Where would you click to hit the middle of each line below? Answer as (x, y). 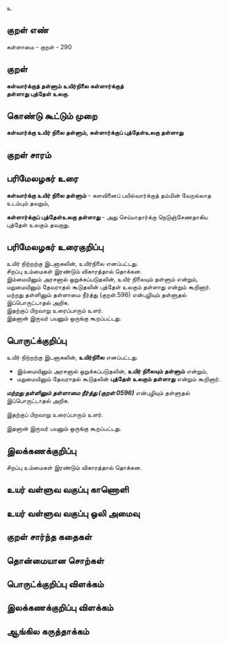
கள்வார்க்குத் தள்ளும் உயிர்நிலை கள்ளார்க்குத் (65, 86)
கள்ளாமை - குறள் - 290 (39, 47)
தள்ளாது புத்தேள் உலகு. (38, 94)
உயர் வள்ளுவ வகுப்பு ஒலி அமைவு (73, 513)
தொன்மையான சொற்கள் (56, 561)
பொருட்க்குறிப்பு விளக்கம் (55, 584)
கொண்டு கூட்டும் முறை (52, 116)
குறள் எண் (28, 30)
